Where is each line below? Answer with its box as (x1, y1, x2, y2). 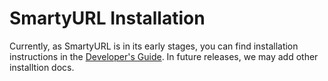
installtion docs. (9, 61, 75, 73)
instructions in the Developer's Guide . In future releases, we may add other (9, 50, 319, 62)
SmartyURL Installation (9, 7, 206, 30)
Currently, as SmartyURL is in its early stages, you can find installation (9, 40, 299, 52)
